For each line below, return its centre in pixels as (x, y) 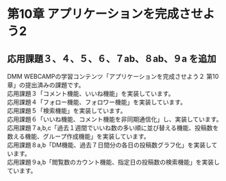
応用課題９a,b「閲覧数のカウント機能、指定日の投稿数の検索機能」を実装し (114, 162)
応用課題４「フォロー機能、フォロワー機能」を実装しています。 (97, 102)
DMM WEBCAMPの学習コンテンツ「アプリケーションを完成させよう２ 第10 (113, 76)
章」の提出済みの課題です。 (46, 85)
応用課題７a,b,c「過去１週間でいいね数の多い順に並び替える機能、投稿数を (113, 128)
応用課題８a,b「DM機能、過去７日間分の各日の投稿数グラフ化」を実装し (109, 145)
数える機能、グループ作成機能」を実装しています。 (78, 136)
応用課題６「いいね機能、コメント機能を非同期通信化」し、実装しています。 (115, 119)
